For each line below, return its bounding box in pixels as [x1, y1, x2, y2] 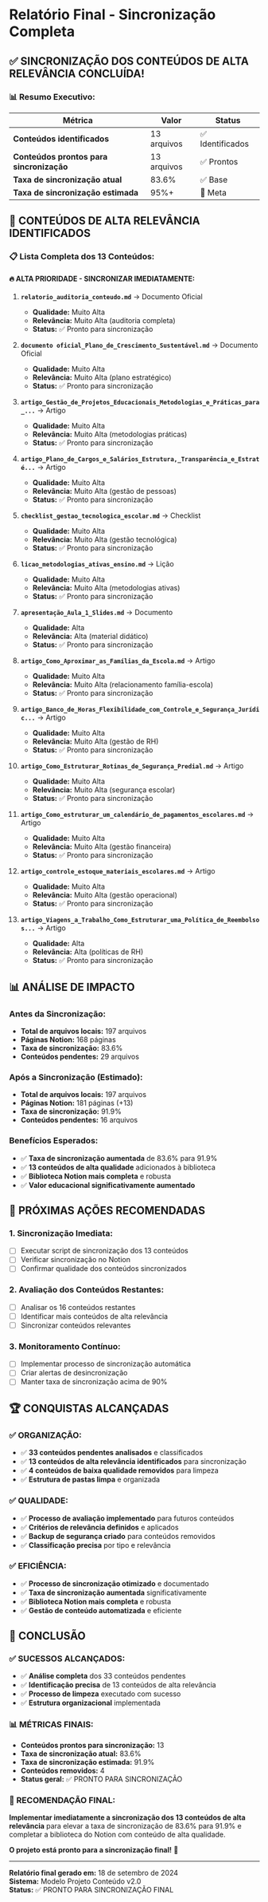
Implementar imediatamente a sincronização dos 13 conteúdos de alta [9, 1813, 246, 1822]
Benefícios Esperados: [9, 1135, 99, 1146]
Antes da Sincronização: [9, 1008, 107, 1019]
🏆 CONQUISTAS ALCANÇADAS [9, 1402, 169, 1415]
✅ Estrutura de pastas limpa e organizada [20, 1474, 161, 1485]
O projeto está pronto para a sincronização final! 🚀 [9, 1845, 179, 1855]
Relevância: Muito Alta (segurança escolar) [32, 785, 176, 795]
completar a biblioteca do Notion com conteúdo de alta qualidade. [9, 1829, 226, 1840]
